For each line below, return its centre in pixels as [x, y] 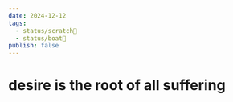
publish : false [34, 46]
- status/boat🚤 [41, 38]
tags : [17, 23]
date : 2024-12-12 [37, 16]
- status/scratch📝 [47, 31]
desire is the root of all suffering [117, 86]
